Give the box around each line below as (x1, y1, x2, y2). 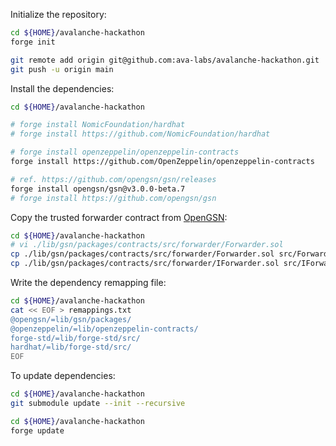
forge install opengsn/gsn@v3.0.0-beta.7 (10, 184, 186, 194)
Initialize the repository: (10, 9, 107, 20)
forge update (10, 425, 65, 436)
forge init (10, 37, 56, 47)
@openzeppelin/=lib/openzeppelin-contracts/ (10, 324, 199, 334)
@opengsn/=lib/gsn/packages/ (10, 314, 132, 324)
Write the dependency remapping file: (10, 277, 167, 288)
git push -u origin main (10, 64, 114, 74)
